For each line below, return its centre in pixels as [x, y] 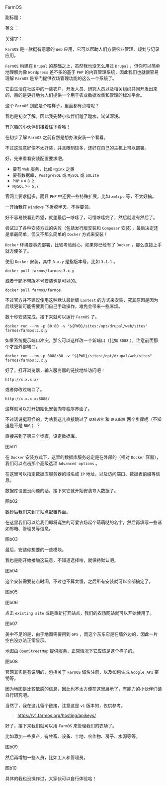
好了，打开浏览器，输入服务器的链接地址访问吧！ [55, 370]
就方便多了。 [18, 251]
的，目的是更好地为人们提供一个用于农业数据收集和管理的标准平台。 [75, 95]
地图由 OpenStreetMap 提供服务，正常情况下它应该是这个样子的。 [71, 651]
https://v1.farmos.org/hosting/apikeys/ [56, 715]
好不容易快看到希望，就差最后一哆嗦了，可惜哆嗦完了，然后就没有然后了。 [81, 217]
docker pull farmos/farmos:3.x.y [40, 271]
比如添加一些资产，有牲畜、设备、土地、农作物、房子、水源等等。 [73, 736]
